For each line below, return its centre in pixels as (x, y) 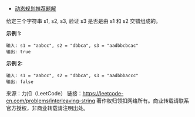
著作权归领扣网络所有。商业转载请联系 (143, 101)
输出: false (20, 82)
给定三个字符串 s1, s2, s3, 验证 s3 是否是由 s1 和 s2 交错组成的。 (84, 21)
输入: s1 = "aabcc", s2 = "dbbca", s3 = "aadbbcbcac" (73, 46)
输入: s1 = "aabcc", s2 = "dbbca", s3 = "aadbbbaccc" (73, 75)
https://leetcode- (103, 93)
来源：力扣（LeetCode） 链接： (45, 93)
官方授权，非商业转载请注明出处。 (47, 108)
